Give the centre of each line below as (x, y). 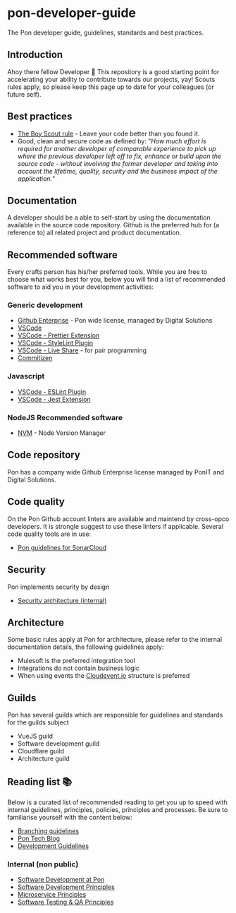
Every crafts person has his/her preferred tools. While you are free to (107, 272)
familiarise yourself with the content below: (70, 817)
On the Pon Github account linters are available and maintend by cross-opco (118, 519)
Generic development (45, 305)
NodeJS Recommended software (65, 417)
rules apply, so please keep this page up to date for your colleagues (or (111, 87)
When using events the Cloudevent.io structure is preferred (104, 676)
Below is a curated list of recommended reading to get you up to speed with (117, 802)
